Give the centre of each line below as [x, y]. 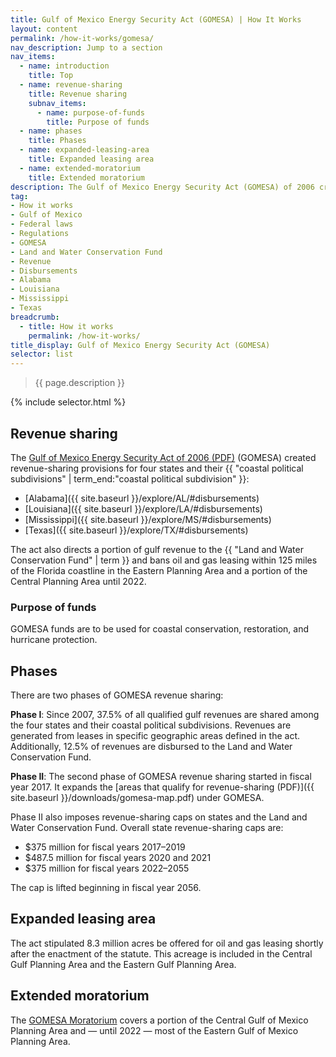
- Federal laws [42, 224]
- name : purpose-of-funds [90, 112]
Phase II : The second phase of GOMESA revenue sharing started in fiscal [161, 777]
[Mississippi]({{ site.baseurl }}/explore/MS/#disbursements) [148, 519]
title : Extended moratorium [86, 177]
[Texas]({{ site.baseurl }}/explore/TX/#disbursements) [136, 530]
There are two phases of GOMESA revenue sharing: [117, 695]
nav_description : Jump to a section [86, 47]
